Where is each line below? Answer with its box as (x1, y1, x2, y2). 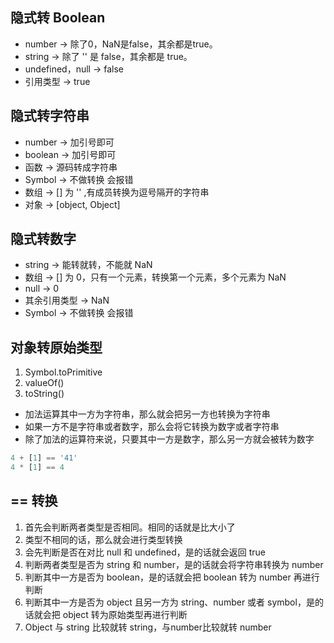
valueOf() (24, 377, 65, 389)
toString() (24, 388, 65, 400)
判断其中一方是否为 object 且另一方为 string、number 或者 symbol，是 (24, 596, 315, 608)
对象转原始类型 (10, 339, 103, 356)
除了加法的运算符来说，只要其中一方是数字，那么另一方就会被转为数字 (24, 433, 315, 445)
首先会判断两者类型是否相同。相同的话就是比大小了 (24, 521, 236, 533)
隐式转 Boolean (10, 9, 106, 27)
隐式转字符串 (10, 108, 90, 125)
